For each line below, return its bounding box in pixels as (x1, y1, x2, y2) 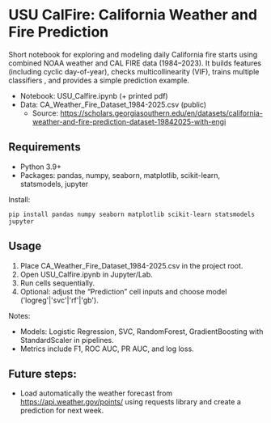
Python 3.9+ (19, 162, 62, 171)
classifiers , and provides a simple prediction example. (8, 75, 190, 85)
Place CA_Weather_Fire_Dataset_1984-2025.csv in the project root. (19, 260, 243, 270)
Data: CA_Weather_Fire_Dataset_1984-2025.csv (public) (19, 99, 207, 109)
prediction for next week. (19, 406, 104, 416)
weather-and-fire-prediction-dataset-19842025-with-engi (32, 116, 227, 126)
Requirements (8, 140, 81, 154)
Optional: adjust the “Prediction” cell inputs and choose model (19, 286, 227, 296)
